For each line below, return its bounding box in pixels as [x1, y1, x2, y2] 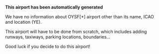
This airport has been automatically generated [5, 4, 103, 10]
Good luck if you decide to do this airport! [5, 44, 90, 49]
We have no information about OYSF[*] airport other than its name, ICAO [5, 14, 154, 19]
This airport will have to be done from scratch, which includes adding [5, 29, 147, 34]
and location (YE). [5, 19, 42, 25]
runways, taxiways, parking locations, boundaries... [5, 34, 111, 40]
